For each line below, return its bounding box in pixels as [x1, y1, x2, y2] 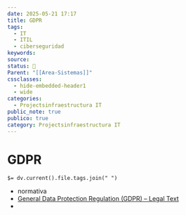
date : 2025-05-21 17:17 [7, 10, 77, 18]
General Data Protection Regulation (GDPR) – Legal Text [17, 195, 179, 203]
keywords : [7, 50, 36, 57]
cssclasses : [7, 75, 42, 83]
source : [7, 56, 30, 63]
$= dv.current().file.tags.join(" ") [7, 175, 118, 182]
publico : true [7, 115, 49, 122]
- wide [13, 89, 33, 96]
